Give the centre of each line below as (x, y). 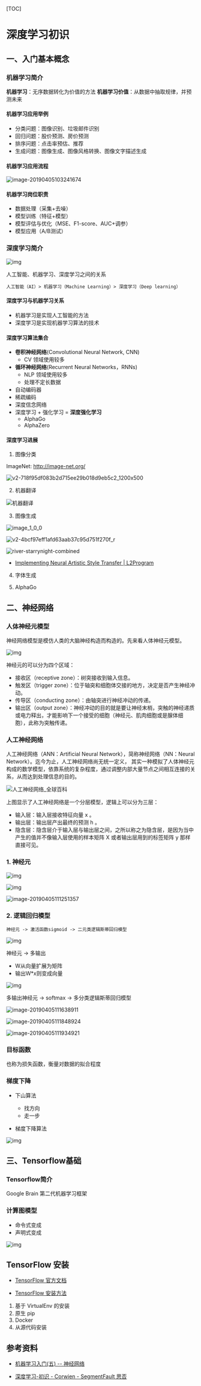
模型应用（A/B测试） (40, 231)
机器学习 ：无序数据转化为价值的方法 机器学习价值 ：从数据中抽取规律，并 (96, 91)
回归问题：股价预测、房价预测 (52, 136)
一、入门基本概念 (38, 59)
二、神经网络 (30, 607)
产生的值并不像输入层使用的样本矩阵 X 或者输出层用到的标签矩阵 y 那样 (103, 837)
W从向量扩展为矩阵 (39, 966)
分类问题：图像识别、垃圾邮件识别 (57, 129)
